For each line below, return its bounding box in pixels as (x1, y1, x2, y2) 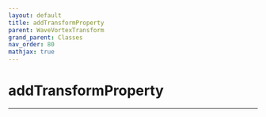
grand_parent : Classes (8, 33, 83, 42)
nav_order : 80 (8, 41, 55, 49)
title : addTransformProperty (8, 19, 104, 27)
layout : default (8, 11, 62, 20)
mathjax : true (8, 48, 55, 56)
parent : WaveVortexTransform (8, 26, 104, 34)
